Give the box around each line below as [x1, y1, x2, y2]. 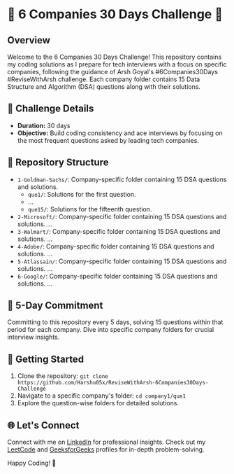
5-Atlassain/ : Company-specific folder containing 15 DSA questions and [17, 257, 227, 265]
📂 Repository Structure [7, 157, 109, 169]
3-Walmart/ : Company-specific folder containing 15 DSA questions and [17, 227, 221, 235]
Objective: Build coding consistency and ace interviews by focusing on [17, 129, 224, 137]
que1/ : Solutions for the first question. [27, 190, 136, 198]
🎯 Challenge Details [7, 103, 94, 115]
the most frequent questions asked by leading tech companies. [17, 136, 199, 144]
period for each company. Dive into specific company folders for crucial [7, 326, 214, 334]
